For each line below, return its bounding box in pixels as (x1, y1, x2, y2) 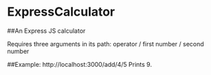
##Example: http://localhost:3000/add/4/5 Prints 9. (7, 60, 153, 68)
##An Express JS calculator (7, 27, 86, 35)
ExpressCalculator (7, 4, 115, 20)
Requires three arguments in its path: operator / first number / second (7, 40, 204, 48)
